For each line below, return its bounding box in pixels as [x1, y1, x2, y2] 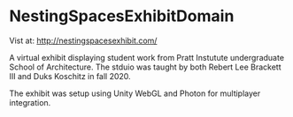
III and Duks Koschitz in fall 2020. [9, 70, 131, 81]
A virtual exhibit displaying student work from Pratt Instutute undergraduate [9, 52, 285, 62]
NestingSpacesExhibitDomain [9, 6, 235, 26]
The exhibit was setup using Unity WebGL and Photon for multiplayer [9, 88, 261, 99]
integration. [9, 97, 51, 107]
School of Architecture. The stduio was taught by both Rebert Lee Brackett [9, 62, 281, 72]
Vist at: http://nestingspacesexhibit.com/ [9, 35, 158, 46]
